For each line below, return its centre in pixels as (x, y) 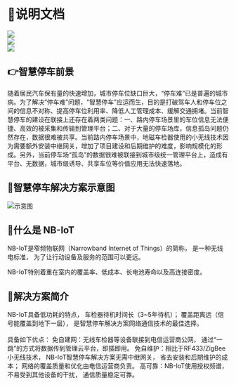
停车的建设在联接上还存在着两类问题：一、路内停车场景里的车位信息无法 (118, 119)
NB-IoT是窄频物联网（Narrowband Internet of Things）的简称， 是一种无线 (115, 248)
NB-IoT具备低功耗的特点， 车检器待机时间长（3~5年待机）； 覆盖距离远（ (113, 315)
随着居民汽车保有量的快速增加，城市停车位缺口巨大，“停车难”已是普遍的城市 (118, 93)
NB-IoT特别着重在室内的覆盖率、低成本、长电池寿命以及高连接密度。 (107, 272)
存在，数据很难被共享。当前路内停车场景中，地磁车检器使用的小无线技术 (118, 137)
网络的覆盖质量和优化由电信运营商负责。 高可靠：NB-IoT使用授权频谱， (124, 366)
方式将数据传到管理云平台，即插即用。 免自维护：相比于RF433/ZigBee (124, 348)
